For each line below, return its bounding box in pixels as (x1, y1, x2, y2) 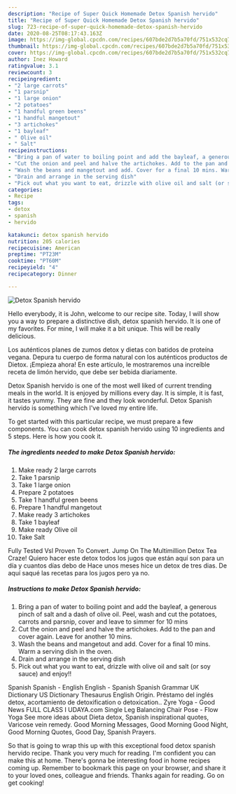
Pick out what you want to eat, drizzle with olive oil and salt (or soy (18, 662, 211, 670)
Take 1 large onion (18, 481, 71, 489)
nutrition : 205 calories (8, 238, 81, 245)
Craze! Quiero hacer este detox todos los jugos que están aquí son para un (8, 554, 225, 562)
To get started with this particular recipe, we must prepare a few (8, 417, 193, 425)
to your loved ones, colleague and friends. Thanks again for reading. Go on (8, 771, 225, 779)
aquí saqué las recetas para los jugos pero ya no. (8, 568, 150, 577)
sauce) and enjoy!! (18, 669, 72, 678)
